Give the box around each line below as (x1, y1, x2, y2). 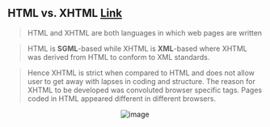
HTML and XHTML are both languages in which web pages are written (27, 28, 263, 37)
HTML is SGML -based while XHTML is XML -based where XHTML (27, 44, 247, 53)
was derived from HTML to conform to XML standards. (27, 52, 210, 61)
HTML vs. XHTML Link (7, 6, 123, 20)
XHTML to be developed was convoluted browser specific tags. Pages (27, 85, 263, 95)
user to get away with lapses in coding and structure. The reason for (27, 76, 255, 86)
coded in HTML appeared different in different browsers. (27, 93, 216, 104)
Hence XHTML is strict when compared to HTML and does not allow (27, 68, 255, 78)
